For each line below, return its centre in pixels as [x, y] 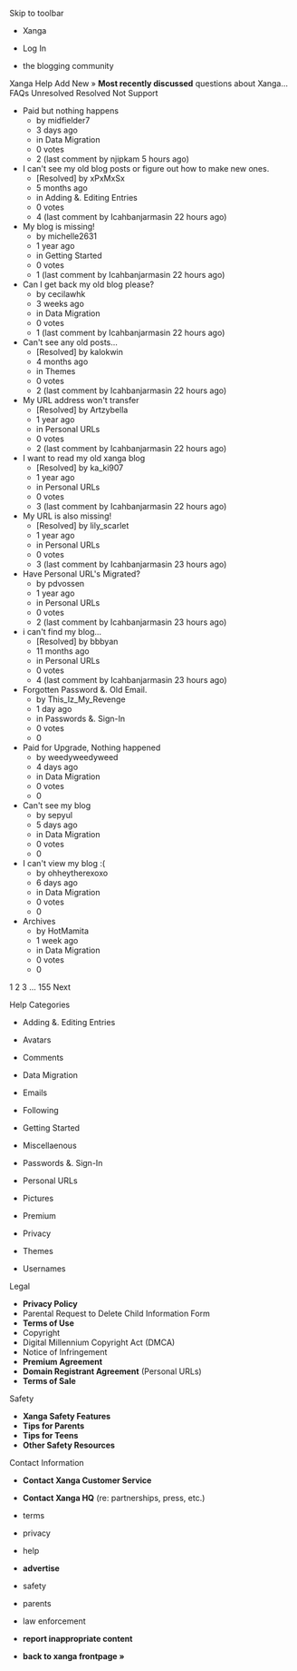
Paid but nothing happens [71, 111]
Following [40, 1110]
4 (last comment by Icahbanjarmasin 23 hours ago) [132, 680]
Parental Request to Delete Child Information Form [116, 1313]
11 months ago [62, 651]
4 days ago [57, 767]
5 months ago [62, 188]
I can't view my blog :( [64, 863]
